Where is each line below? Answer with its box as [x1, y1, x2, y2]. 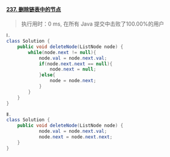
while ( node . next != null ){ [28, 49, 97, 55]
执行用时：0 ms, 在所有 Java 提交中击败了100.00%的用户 [21, 20, 165, 27]
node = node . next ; [49, 78, 97, 84]
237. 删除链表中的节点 [6, 5, 61, 13]
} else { [38, 72, 56, 78]
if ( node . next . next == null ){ [38, 61, 113, 67]
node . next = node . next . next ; [38, 134, 113, 140]
